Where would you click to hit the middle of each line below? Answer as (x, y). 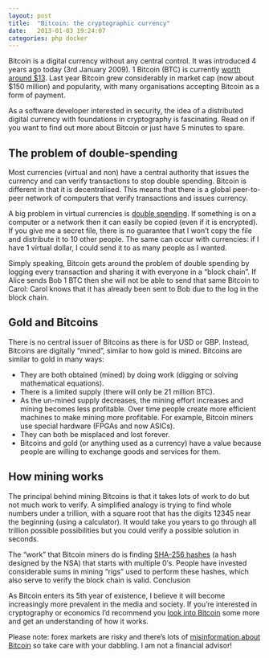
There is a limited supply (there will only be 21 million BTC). (117, 391)
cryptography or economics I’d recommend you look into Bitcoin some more (134, 612)
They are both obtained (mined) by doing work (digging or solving (129, 374)
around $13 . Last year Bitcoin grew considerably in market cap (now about (131, 78)
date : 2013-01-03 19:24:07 (57, 31)
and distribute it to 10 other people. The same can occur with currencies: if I (134, 239)
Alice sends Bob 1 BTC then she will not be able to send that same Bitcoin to (134, 280)
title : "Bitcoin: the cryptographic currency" (90, 23)
